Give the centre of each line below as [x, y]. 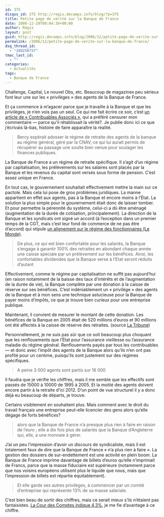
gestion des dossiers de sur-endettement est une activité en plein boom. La [81, 455]
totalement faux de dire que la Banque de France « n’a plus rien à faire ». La [81, 449]
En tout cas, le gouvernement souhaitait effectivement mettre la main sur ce [81, 187]
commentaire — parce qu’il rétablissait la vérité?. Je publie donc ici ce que [80, 122]
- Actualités [23, 69]
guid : [10, 37]
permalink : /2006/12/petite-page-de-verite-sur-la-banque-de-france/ [77, 42]
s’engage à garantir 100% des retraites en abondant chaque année [84, 248]
